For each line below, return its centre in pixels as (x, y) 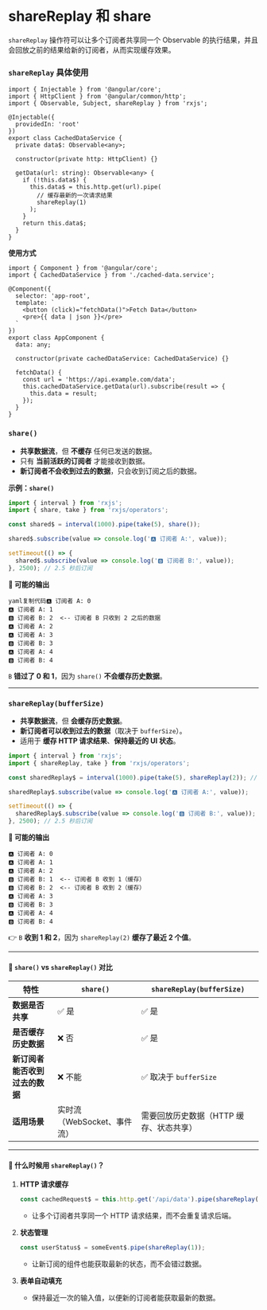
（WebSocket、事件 (95, 1122)
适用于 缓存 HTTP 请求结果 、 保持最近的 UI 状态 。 (100, 741)
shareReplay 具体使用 (48, 72)
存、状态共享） (169, 1128)
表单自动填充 (41, 1281)
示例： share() (31, 487)
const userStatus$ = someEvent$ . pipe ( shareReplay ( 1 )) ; (112, 1248)
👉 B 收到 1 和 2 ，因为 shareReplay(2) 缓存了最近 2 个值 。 (102, 937)
